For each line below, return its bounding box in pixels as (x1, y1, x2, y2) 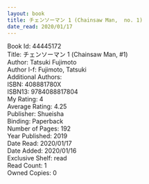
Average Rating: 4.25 (7, 102, 67, 111)
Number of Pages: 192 (7, 124, 71, 133)
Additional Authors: (7, 73, 62, 81)
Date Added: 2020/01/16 (7, 147, 77, 155)
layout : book (7, 10, 45, 17)
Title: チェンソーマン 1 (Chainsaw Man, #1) (7, 50, 128, 59)
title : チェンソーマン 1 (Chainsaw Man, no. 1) (7, 17, 143, 24)
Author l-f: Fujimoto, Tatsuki (7, 65, 87, 74)
